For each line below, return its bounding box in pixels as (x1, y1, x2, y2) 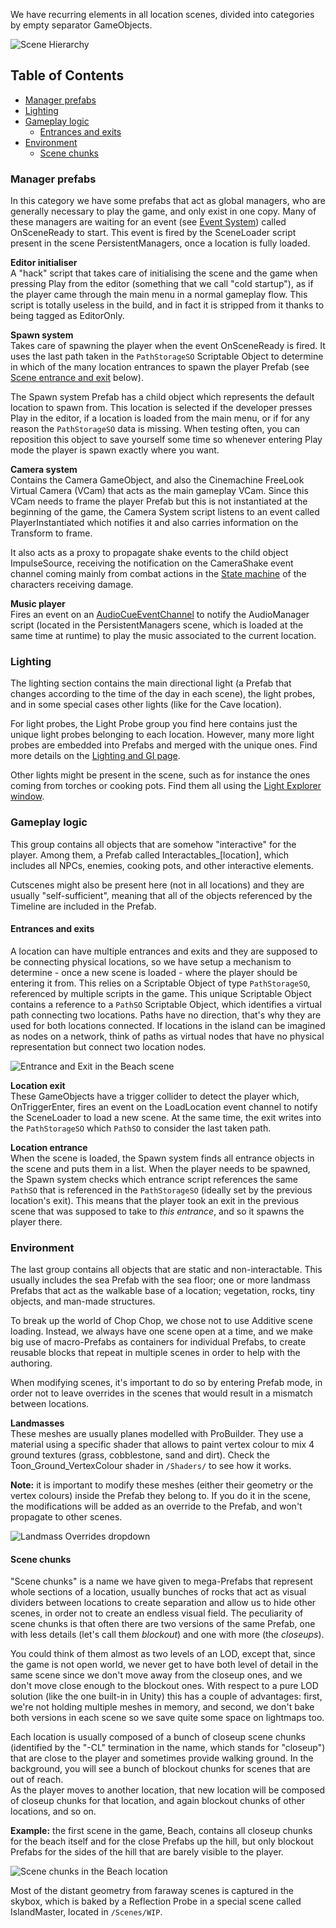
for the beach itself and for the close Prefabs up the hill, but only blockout (10, 1835, 314, 1848)
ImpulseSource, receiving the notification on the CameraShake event (10, 557, 294, 569)
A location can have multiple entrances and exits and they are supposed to (10, 945, 318, 957)
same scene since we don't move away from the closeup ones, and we (10, 1669, 303, 1681)
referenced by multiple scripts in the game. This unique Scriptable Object (10, 987, 312, 999)
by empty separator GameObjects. (10, 19, 153, 31)
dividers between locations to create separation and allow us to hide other (10, 1597, 317, 1609)
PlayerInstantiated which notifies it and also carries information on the (10, 517, 299, 529)
